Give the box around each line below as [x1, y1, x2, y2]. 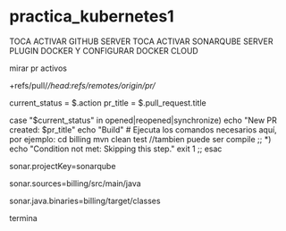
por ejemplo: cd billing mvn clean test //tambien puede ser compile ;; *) [9, 133, 272, 144]
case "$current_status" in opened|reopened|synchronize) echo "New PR [9, 115, 277, 125]
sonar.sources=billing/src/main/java [9, 177, 141, 189]
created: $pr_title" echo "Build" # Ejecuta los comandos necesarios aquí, [9, 124, 277, 135]
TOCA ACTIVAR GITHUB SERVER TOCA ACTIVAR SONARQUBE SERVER [9, 36, 273, 47]
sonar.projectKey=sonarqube [9, 160, 116, 171]
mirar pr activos [9, 63, 67, 73]
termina [9, 212, 38, 223]
